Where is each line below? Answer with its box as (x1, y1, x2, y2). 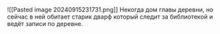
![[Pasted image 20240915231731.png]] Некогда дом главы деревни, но (7, 6, 214, 13)
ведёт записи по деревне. (7, 20, 84, 27)
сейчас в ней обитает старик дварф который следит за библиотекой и (7, 13, 213, 21)
